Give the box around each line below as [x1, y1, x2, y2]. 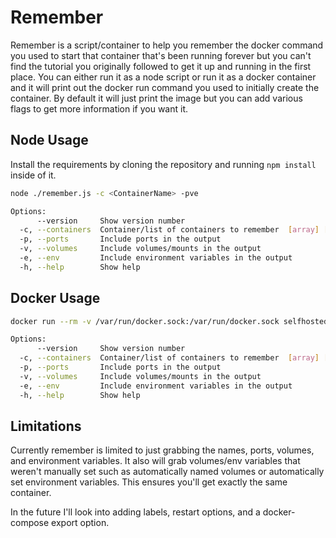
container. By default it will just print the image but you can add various [10, 92, 303, 104]
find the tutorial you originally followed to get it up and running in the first [10, 60, 312, 72]
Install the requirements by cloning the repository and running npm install [10, 158, 317, 170]
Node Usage [10, 132, 89, 149]
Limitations [10, 417, 82, 435]
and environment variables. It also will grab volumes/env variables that [10, 455, 301, 467]
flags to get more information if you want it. [10, 102, 189, 115]
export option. [51, 517, 110, 529]
